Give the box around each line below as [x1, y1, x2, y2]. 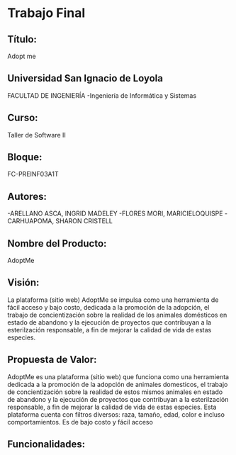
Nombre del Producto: [7, 237, 107, 249]
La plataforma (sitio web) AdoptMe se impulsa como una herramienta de [7, 296, 219, 304]
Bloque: [7, 151, 43, 164]
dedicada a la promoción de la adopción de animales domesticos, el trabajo [7, 380, 228, 388]
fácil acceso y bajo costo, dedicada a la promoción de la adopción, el [7, 303, 210, 311]
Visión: [7, 276, 40, 288]
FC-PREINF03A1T [7, 170, 59, 179]
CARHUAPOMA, [7, 217, 55, 225]
